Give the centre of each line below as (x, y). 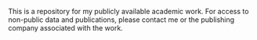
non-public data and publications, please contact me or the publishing (121, 20)
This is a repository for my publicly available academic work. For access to (128, 11)
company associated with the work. (65, 28)
